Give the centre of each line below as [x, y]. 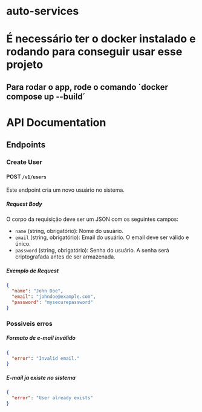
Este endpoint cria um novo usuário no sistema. [66, 190]
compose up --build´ [46, 96]
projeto [25, 65]
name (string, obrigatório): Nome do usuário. [69, 231]
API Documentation [56, 122]
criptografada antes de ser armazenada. [65, 257]
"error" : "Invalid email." [46, 358]
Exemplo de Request [33, 271]
